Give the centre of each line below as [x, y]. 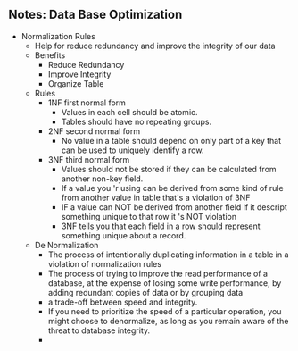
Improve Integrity [79, 74]
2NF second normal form [94, 131]
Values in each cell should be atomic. [129, 112]
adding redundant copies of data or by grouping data [145, 292]
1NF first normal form [87, 103]
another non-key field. [102, 179]
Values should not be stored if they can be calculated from [169, 169]
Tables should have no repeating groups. [136, 121]
